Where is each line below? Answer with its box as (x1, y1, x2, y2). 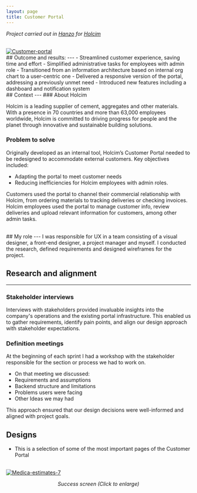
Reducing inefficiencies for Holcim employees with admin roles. (14, 179, 168, 186)
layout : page (6, 8, 38, 15)
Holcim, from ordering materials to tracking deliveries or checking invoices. (6, 197, 188, 204)
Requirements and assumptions (14, 376, 91, 384)
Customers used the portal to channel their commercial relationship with (6, 190, 181, 197)
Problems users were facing (14, 389, 83, 396)
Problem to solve (6, 136, 55, 144)
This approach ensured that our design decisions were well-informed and (6, 406, 184, 413)
